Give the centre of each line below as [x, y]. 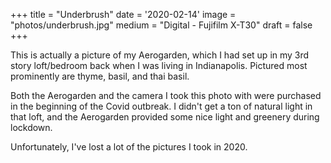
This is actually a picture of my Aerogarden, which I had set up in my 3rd [160, 55]
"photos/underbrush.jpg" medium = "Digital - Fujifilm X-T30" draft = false [161, 25]
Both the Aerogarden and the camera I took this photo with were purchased [166, 95]
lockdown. [31, 127]
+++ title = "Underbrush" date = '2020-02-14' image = [123, 14]
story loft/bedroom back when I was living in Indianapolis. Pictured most [159, 65]
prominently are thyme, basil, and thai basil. [100, 76]
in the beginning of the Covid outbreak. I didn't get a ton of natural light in [161, 106]
